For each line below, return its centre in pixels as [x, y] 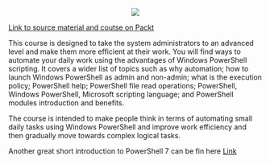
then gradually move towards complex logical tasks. [95, 135]
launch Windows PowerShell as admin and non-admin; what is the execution [135, 77]
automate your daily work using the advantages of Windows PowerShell [128, 60]
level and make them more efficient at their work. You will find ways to [125, 51]
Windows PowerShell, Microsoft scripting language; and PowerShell [121, 94]
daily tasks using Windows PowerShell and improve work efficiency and [128, 127]
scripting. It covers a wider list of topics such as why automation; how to [129, 69]
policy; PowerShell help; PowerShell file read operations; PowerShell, [123, 86]
